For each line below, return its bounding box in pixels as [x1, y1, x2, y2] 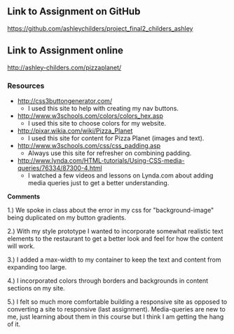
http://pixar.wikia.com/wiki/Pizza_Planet [17, 126, 133, 135]
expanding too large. [7, 262, 67, 271]
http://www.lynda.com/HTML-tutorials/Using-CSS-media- [17, 156, 185, 164]
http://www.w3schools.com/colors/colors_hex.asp [17, 112, 163, 120]
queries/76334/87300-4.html [17, 163, 103, 172]
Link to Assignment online [7, 45, 124, 57]
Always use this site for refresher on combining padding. [27, 149, 192, 157]
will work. [7, 241, 35, 250]
